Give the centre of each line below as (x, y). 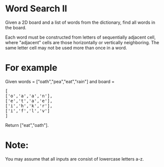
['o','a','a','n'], (29, 96)
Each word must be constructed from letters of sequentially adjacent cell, (81, 37)
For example (31, 68)
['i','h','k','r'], (29, 106)
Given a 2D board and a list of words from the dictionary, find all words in (80, 22)
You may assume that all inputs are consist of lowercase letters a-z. (75, 159)
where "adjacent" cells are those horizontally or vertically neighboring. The (82, 42)
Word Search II (36, 9)
